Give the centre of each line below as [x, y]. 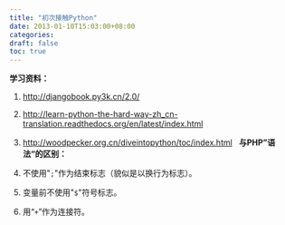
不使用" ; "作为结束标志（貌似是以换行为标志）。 [109, 173]
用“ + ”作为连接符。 [56, 212]
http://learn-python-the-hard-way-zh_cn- [100, 114]
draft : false [34, 43]
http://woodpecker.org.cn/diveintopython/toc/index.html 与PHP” [145, 142]
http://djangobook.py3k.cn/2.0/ [81, 97]
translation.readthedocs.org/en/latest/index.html [113, 124]
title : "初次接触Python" [53, 18]
